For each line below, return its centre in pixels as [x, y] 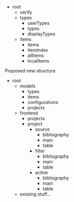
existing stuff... [35, 194]
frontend [29, 113]
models [28, 86]
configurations [43, 102]
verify [26, 12]
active [41, 172]
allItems [36, 55]
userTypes [38, 23]
